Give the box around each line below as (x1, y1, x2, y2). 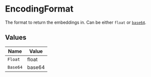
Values (5, 33, 27, 42)
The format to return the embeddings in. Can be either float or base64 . (5, 19, 147, 25)
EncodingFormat (5, 3, 74, 15)
